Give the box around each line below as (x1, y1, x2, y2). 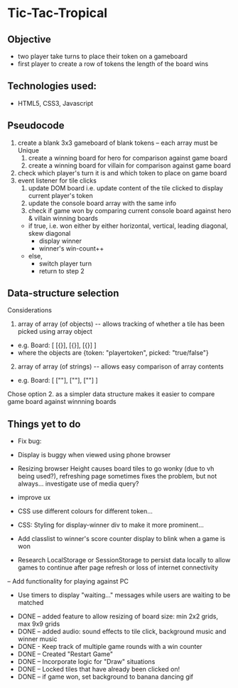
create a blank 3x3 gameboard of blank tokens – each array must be (17, 138, 218, 147)
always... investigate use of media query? (17, 479, 140, 488)
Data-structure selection (7, 288, 119, 300)
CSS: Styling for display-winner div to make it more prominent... (17, 520, 205, 530)
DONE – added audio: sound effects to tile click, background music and (17, 627, 227, 636)
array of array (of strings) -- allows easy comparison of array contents (17, 362, 224, 371)
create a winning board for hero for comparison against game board (28, 153, 228, 162)
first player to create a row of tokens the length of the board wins (17, 60, 209, 68)
